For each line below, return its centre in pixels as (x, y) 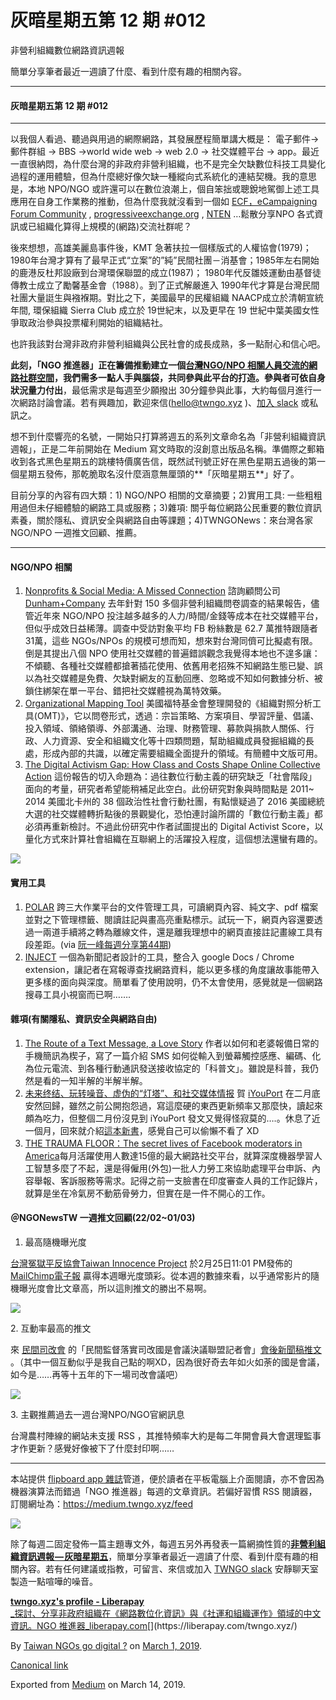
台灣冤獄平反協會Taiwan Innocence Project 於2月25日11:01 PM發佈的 (151, 1263)
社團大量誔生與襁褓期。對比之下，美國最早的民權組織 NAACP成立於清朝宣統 (167, 298)
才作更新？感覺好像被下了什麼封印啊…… (92, 1448)
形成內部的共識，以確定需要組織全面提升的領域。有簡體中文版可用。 (182, 753)
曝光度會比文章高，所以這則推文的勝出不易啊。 (115, 1288)
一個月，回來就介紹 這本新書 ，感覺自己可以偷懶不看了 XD (142, 1130)
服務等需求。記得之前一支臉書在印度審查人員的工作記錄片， (200, 1180)
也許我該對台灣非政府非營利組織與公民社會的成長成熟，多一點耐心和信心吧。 (168, 344)
